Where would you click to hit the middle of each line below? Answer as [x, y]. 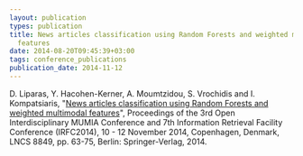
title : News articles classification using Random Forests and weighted [149, 34]
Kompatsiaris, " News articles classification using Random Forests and [139, 103]
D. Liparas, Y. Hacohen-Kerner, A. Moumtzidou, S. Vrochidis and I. [132, 93]
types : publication [46, 26]
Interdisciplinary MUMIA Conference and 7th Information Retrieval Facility [146, 122]
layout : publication [48, 18]
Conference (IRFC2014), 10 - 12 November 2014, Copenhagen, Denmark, [144, 132]
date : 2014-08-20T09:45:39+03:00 [72, 51]
